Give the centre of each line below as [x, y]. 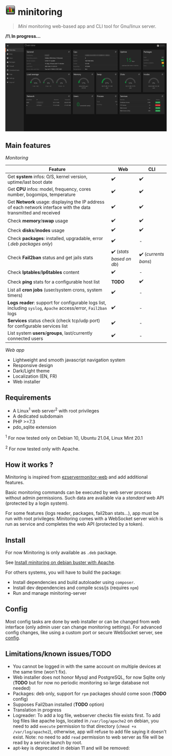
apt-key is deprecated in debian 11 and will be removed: [71, 748]
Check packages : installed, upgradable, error [55, 239]
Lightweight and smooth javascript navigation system [69, 360]
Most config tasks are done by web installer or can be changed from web [83, 621]
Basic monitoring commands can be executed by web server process [78, 492]
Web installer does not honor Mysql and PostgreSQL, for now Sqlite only [89, 677]
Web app [15, 350]
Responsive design [33, 365]
